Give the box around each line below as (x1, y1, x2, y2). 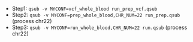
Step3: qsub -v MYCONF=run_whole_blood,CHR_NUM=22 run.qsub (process (11, 24, 188, 31)
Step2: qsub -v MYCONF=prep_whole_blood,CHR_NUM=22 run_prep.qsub (11, 11, 180, 18)
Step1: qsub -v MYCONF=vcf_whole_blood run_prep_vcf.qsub (11, 5, 158, 12)
